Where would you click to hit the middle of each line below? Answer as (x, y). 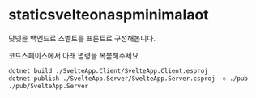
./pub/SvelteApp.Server (49, 86)
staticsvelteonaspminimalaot (109, 15)
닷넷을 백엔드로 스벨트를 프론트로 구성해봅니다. (82, 38)
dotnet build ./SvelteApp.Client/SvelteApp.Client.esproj (108, 70)
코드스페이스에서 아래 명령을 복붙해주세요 (74, 55)
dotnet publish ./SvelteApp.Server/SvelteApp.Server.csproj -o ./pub (128, 79)
